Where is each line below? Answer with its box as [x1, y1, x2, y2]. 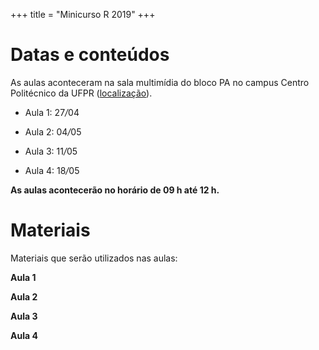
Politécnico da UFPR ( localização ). [10, 87, 153, 99]
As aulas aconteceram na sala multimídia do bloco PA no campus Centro [10, 76, 310, 88]
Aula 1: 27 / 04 [24, 106, 80, 118]
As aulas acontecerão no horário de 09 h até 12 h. [10, 184, 220, 196]
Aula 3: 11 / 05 [24, 145, 78, 157]
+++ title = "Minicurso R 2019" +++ [10, 9, 156, 20]
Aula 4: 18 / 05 [24, 164, 80, 176]
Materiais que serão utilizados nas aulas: [10, 252, 178, 264]
